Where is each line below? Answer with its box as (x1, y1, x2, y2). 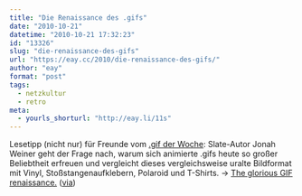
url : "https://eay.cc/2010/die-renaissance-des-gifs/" (9, 55, 221, 64)
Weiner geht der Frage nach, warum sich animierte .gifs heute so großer (9, 148, 278, 159)
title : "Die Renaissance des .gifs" (9, 13, 147, 23)
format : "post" (9, 72, 67, 81)
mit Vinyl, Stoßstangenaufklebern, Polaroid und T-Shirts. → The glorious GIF (9, 168, 293, 179)
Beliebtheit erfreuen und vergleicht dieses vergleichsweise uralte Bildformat (9, 158, 292, 169)
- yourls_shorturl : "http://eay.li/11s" (17, 114, 172, 123)
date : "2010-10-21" (9, 22, 83, 31)
